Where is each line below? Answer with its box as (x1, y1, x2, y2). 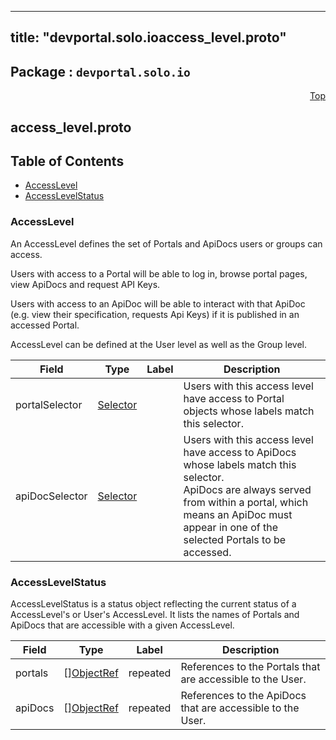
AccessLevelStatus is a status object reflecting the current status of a (10, 598, 297, 610)
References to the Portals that (180, 660, 321, 673)
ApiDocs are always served (183, 482, 312, 496)
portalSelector (15, 397, 83, 411)
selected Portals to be (183, 532, 287, 546)
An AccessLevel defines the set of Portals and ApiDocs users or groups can (10, 237, 323, 250)
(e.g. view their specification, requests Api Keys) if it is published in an (10, 308, 300, 320)
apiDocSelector (15, 489, 88, 503)
